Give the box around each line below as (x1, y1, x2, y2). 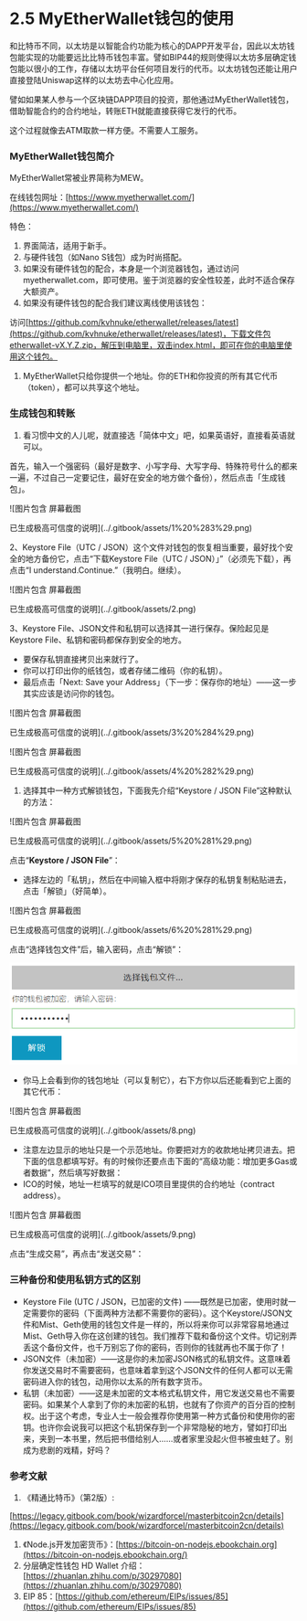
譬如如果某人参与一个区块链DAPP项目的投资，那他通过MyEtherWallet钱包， (9, 93, 294, 105)
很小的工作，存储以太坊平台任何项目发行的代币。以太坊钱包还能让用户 (33, 63, 298, 74)
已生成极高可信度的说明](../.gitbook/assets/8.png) (9, 1125, 196, 1136)
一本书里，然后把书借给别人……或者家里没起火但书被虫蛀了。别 (54, 1433, 293, 1444)
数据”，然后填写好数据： (30, 1167, 123, 1179)
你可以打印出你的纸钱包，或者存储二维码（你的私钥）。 (22, 664, 228, 676)
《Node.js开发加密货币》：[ (22, 1539, 119, 1550)
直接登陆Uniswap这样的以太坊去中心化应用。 (9, 74, 179, 85)
